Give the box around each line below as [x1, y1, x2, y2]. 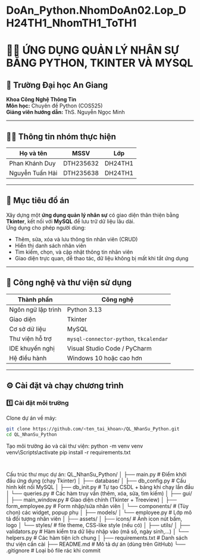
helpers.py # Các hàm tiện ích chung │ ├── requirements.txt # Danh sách [6, 534, 188, 541]
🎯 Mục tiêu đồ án [6, 195, 70, 206]
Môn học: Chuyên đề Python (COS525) [6, 102, 103, 109]
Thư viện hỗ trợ [9, 334, 52, 343]
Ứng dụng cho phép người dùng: [6, 224, 86, 231]
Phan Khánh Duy [9, 159, 56, 167]
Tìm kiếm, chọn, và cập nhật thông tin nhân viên [14, 248, 133, 256]
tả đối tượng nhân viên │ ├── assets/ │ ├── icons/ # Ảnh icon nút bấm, [6, 515, 183, 522]
